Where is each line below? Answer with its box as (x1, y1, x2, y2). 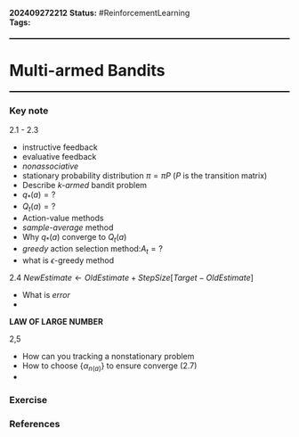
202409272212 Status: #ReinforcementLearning (9, 8, 190, 18)
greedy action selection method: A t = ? (21, 243, 163, 256)
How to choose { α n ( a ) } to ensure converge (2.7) (21, 360, 198, 373)
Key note (9, 104, 49, 117)
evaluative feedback (21, 152, 97, 162)
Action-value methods (21, 213, 104, 224)
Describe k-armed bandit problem (21, 180, 148, 191)
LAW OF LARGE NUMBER (9, 316, 104, 326)
